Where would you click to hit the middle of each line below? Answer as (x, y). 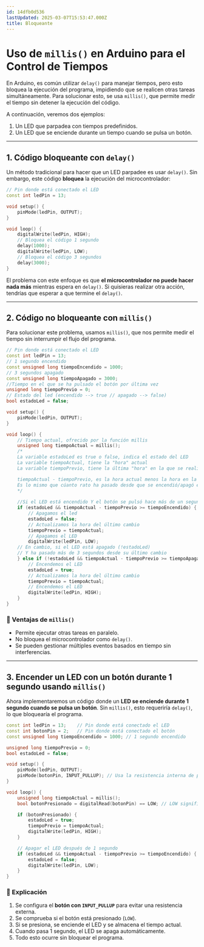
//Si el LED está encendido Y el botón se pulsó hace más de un (100, 502)
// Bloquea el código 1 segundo (58, 240)
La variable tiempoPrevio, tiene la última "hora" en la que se (100, 468)
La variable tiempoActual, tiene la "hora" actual (83, 463)
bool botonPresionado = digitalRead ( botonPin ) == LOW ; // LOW (97, 804)
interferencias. (33, 652)
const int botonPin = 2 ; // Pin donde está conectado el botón (90, 731)
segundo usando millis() (56, 687)
